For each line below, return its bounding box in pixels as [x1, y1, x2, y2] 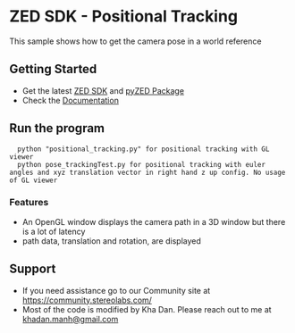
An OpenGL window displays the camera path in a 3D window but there [21, 216, 286, 227]
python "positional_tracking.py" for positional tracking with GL [17, 145, 270, 154]
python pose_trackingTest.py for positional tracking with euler [17, 160, 266, 169]
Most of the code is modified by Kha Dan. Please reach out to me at [21, 304, 272, 314]
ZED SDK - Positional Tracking [9, 6, 239, 27]
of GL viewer [9, 176, 58, 185]
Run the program [9, 121, 105, 136]
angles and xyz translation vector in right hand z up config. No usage [9, 168, 286, 177]
